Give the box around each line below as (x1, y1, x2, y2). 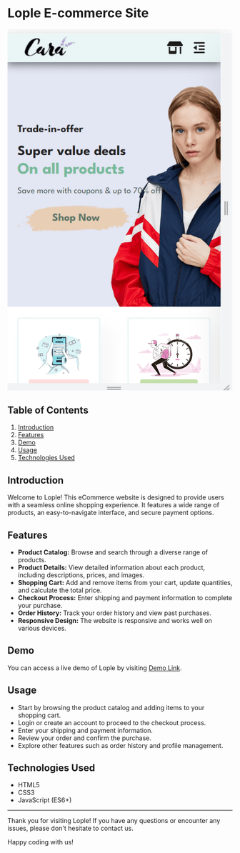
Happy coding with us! (7, 838, 74, 847)
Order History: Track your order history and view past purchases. (17, 609, 212, 617)
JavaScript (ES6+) (17, 796, 72, 804)
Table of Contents (7, 404, 89, 416)
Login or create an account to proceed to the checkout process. (17, 718, 206, 727)
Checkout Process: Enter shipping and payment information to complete (17, 594, 233, 602)
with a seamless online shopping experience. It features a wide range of (7, 501, 220, 509)
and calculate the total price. (17, 586, 102, 594)
